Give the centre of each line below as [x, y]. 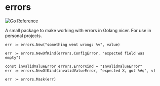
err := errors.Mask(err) [31, 79]
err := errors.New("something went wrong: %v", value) [63, 44]
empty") [13, 58]
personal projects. [23, 36]
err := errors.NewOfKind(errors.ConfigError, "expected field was [75, 53]
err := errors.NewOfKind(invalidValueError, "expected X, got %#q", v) [80, 71]
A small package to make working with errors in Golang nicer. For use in [78, 30]
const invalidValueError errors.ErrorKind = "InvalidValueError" [74, 66]
